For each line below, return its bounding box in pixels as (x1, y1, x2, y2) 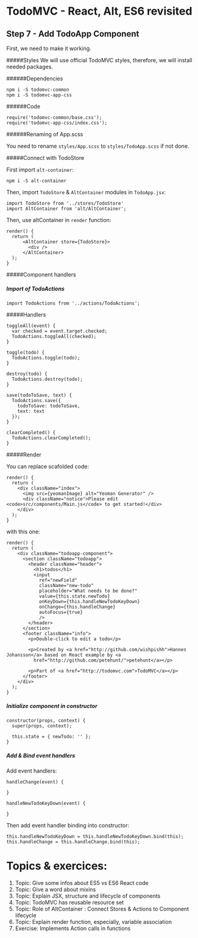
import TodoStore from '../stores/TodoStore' (6, 200, 124, 206)
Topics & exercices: (6, 859, 108, 873)
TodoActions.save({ (12, 397, 62, 403)
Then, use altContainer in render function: (6, 217, 111, 223)
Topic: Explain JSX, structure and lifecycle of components (15, 892, 161, 900)
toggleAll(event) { (6, 322, 56, 329)
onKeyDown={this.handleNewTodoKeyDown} (38, 598, 140, 605)
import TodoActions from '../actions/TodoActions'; (6, 300, 140, 306)
